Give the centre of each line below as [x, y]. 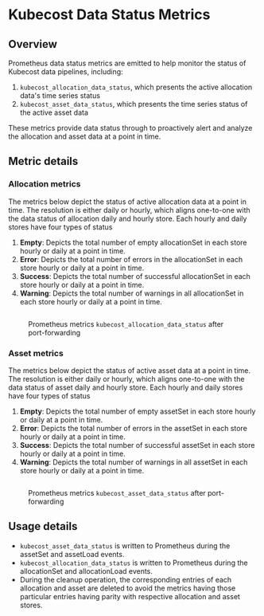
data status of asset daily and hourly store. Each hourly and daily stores [126, 387]
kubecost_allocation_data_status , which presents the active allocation [136, 87]
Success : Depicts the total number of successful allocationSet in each [135, 276]
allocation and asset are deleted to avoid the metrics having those [128, 588]
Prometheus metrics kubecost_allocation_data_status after [126, 324]
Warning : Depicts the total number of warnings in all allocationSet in [132, 293]
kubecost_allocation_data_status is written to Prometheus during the [134, 563]
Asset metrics [36, 353]
